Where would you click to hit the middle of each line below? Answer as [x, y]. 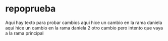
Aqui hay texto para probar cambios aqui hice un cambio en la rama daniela [84, 22]
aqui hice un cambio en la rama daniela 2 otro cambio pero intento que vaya [84, 27]
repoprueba [31, 9]
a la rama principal [24, 33]
